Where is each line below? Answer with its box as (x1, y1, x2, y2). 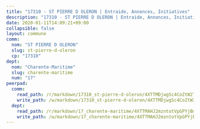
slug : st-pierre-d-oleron (11, 48, 76, 54)
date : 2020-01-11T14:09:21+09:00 (6, 20, 89, 26)
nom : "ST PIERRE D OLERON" (11, 42, 79, 48)
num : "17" (11, 75, 36, 81)
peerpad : (6, 81, 28, 87)
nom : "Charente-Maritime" (11, 64, 76, 70)
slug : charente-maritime (11, 70, 73, 75)
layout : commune (6, 31, 46, 37)
